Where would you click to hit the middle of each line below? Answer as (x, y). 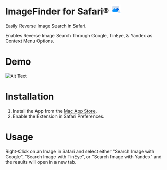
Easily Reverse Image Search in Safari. (46, 26)
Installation (30, 97)
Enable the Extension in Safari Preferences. (59, 116)
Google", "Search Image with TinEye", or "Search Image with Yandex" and (83, 156)
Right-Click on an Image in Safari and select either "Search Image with (80, 151)
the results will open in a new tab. (41, 162)
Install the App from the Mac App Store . (55, 111)
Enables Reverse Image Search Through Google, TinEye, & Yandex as (79, 35)
